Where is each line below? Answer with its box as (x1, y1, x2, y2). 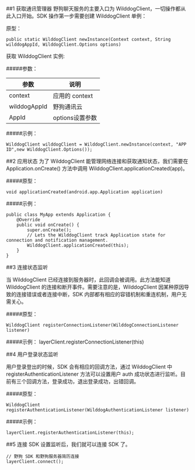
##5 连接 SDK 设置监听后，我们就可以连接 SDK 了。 (6, 441, 131, 448)
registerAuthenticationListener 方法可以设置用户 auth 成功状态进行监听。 (6, 370, 181, 378)
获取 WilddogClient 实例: (6, 53, 65, 60)
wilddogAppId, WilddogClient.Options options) (6, 42, 121, 47)
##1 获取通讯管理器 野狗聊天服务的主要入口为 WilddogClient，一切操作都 (6, 5, 181, 12)
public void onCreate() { (16, 222, 80, 228)
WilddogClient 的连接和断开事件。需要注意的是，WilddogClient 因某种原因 (6, 283, 184, 290)
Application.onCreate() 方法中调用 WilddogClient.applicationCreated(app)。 (6, 165, 188, 171)
